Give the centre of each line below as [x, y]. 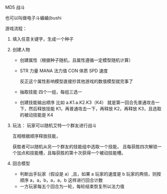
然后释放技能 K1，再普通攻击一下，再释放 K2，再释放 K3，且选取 [95, 109]
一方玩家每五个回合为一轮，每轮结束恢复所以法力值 [72, 186]
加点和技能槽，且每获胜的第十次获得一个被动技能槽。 [71, 153]
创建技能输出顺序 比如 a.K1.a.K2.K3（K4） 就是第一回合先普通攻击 [87, 102]
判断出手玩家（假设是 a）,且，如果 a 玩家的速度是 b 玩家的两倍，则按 [90, 174]
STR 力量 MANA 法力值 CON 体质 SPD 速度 [64, 71]
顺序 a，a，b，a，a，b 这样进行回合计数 [61, 180]
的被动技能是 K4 [36, 115]
